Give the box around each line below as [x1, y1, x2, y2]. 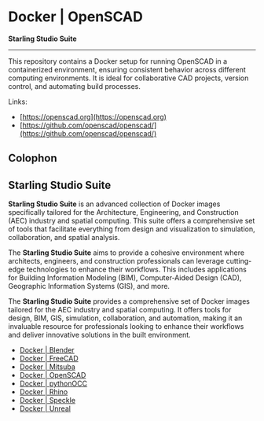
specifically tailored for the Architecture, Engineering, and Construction [8, 208, 240, 217]
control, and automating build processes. [8, 81, 141, 90]
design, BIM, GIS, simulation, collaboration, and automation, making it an [8, 313, 243, 323]
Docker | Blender [19, 345, 75, 355]
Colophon [8, 152, 57, 165]
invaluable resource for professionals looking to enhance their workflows [8, 322, 244, 331]
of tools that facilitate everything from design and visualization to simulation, [8, 224, 255, 234]
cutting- [225, 257, 252, 266]
